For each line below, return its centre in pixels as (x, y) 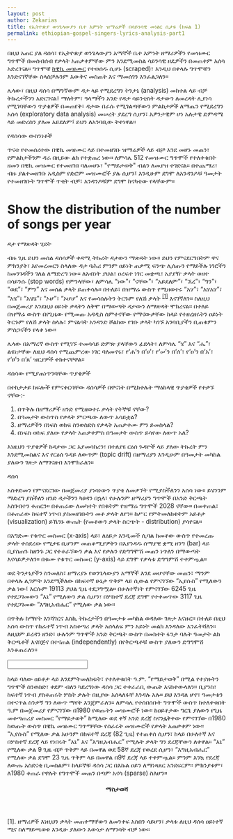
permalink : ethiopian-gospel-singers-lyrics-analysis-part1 (96, 33)
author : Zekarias (32, 20)
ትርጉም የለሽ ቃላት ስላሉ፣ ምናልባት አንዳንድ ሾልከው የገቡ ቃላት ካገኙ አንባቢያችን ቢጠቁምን (112, 322)
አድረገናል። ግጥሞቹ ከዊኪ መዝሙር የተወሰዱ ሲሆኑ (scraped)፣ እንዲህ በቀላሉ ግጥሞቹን (109, 69)
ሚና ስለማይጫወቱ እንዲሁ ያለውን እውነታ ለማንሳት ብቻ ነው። (79, 829)
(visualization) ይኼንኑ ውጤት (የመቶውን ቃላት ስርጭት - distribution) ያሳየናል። (105, 521)
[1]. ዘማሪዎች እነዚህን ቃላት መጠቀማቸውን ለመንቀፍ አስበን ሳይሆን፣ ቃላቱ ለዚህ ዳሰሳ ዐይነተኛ (115, 822)
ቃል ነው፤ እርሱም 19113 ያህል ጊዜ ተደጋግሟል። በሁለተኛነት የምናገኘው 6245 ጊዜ (102, 588)
